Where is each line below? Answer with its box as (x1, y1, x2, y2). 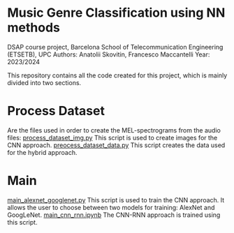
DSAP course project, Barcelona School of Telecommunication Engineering (7, 43, 224, 51)
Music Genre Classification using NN (7, 5, 226, 21)
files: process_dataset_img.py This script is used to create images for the (7, 133, 218, 142)
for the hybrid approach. (7, 148, 78, 156)
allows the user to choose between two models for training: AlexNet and (7, 203, 215, 211)
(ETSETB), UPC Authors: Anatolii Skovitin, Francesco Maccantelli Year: (7, 50, 210, 59)
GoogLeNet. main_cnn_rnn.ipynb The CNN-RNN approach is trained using (7, 211, 221, 219)
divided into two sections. (7, 78, 82, 87)
